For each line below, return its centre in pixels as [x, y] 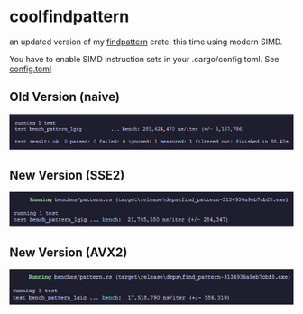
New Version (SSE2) [67, 175]
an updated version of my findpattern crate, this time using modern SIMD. [146, 42]
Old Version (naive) [64, 97]
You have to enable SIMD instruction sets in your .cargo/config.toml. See [144, 59]
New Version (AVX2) [69, 252]
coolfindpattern [69, 17]
